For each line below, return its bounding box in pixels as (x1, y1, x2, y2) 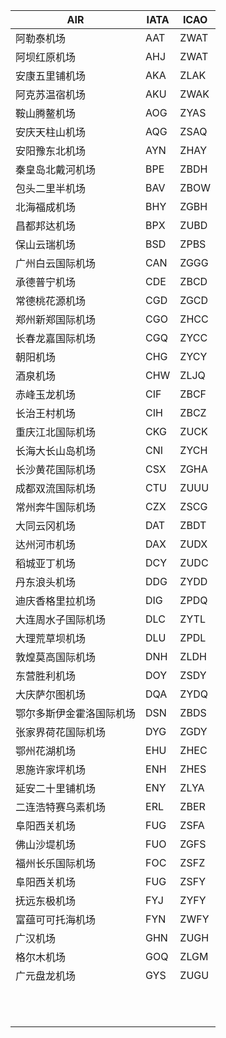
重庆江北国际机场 (15, 425, 97, 439)
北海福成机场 (15, 200, 77, 214)
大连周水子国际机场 (15, 613, 107, 626)
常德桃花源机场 (15, 294, 87, 308)
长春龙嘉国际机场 (15, 332, 97, 345)
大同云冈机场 (15, 519, 77, 533)
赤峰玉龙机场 (15, 388, 77, 401)
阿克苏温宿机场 (15, 88, 87, 101)
